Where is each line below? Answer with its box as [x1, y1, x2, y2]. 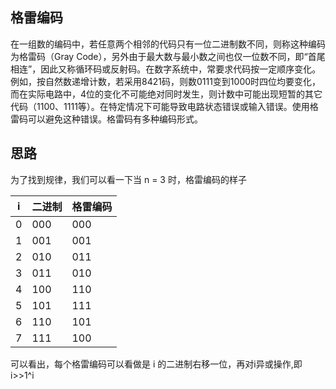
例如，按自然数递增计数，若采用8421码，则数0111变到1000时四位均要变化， [10, 75, 322, 87]
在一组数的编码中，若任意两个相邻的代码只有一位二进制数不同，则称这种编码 [10, 38, 326, 50]
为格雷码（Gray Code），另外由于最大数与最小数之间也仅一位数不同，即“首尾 [10, 50, 326, 62]
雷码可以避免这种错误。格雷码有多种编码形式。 [10, 113, 203, 125]
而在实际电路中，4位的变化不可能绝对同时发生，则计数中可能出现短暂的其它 [10, 88, 323, 100]
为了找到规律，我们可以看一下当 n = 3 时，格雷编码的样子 [10, 173, 247, 185]
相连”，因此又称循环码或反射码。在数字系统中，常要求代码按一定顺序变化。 [10, 63, 322, 75]
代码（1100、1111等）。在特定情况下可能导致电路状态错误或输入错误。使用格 [10, 100, 319, 112]
